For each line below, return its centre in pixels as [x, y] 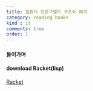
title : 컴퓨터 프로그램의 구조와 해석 [47, 12]
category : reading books [37, 17]
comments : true [25, 29]
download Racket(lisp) [35, 68]
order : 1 [17, 34]
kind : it [19, 23]
